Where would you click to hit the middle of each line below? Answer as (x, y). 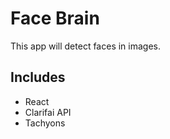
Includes (38, 77)
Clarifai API (48, 112)
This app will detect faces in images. (85, 46)
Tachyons (45, 123)
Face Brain (55, 18)
